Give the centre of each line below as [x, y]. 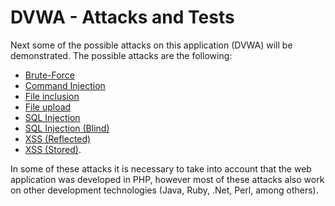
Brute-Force [49, 75]
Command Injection [65, 85]
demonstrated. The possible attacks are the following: [121, 55]
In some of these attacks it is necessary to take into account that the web [161, 168]
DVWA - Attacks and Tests [122, 17]
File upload [48, 107]
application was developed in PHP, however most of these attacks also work [167, 179]
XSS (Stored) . [53, 149]
